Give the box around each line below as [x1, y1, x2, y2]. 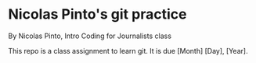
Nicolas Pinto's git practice [8, 5, 187, 23]
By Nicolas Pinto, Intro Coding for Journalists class [8, 31, 172, 40]
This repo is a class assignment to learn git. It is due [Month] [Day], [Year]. [8, 46, 248, 55]
